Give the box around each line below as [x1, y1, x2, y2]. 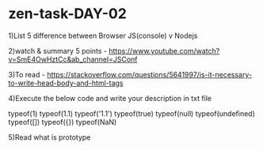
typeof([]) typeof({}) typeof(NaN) [8, 117, 117, 126]
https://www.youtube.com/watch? [108, 46, 220, 55]
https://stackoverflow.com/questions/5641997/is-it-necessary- [47, 69, 252, 79]
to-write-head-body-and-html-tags [8, 78, 124, 88]
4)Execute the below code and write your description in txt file [8, 93, 212, 103]
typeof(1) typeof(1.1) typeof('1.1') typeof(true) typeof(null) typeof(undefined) [8, 108, 255, 118]
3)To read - [8, 69, 46, 79]
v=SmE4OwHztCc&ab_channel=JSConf [8, 54, 138, 64]
